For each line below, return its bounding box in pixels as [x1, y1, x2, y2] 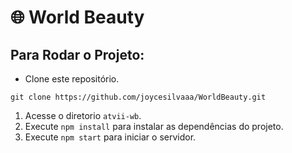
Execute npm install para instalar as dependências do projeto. [24, 121, 284, 132]
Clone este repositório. [24, 73, 120, 85]
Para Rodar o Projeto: [10, 46, 145, 63]
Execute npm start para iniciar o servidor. [24, 131, 197, 143]
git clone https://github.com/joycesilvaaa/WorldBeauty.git [10, 92, 267, 102]
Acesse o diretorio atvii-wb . [24, 110, 142, 121]
